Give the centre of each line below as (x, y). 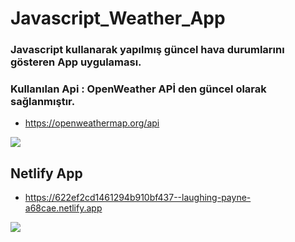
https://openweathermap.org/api (92, 123)
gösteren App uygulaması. (76, 62)
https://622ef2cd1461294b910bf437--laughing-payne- (138, 198)
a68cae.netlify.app (63, 208)
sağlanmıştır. (43, 102)
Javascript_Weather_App (118, 18)
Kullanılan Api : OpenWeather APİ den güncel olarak (138, 89)
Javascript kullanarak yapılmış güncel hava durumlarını (147, 50)
